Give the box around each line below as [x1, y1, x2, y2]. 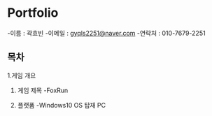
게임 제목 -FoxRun [17, 86, 69, 94]
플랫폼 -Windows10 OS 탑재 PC [17, 101, 106, 109]
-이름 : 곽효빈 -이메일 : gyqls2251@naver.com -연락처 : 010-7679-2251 [7, 29, 206, 37]
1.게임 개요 [7, 71, 36, 80]
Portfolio [7, 5, 59, 21]
